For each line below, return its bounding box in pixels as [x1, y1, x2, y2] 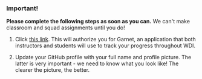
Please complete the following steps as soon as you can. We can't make [6, 18, 191, 25]
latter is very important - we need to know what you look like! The [15, 60, 179, 67]
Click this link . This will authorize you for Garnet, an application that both [15, 36, 196, 43]
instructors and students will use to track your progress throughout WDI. [15, 42, 195, 49]
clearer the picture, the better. [15, 66, 90, 74]
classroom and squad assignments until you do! [6, 24, 125, 31]
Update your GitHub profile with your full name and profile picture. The [15, 54, 192, 61]
